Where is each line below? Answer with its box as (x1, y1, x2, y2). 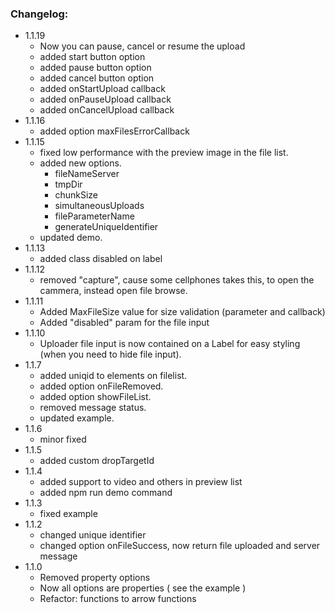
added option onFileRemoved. (39, 380, 164, 392)
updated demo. (39, 232, 103, 244)
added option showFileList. (39, 391, 152, 403)
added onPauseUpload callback (39, 93, 172, 106)
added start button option (39, 51, 146, 63)
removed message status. (39, 402, 147, 414)
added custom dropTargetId (39, 455, 155, 467)
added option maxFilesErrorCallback (39, 125, 190, 137)
